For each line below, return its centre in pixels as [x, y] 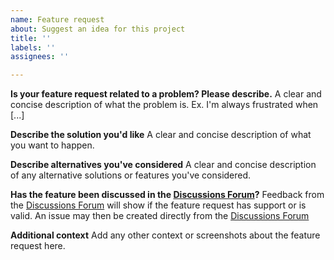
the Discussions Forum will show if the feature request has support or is [158, 205]
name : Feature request [57, 19]
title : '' [31, 38]
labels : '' [33, 47]
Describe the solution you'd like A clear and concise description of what [161, 135]
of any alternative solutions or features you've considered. [131, 175]
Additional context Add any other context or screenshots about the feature [165, 235]
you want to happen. [52, 145]
